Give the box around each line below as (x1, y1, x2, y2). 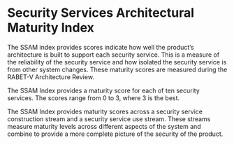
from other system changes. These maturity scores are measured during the (7, 65, 228, 74)
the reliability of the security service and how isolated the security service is (7, 57, 227, 66)
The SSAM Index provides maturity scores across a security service (7, 107, 203, 116)
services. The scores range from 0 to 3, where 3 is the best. (7, 93, 180, 102)
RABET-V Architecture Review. (7, 72, 94, 81)
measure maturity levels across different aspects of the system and (7, 122, 201, 130)
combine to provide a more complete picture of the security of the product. (7, 130, 224, 138)
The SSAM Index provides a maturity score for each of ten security (7, 86, 200, 95)
